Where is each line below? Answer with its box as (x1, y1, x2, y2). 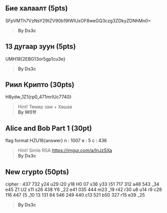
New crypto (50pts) (5, 168, 69, 176)
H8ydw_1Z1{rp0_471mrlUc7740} (5, 94, 71, 100)
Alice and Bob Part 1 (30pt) (5, 124, 92, 132)
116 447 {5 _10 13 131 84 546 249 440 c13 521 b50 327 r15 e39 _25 (5, 192, 146, 198)
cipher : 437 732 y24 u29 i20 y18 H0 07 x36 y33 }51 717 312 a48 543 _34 (5, 181, 160, 188)
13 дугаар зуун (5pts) (5, 42, 76, 51)
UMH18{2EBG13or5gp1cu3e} (5, 56, 65, 62)
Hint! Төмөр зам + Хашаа (17, 104, 73, 110)
